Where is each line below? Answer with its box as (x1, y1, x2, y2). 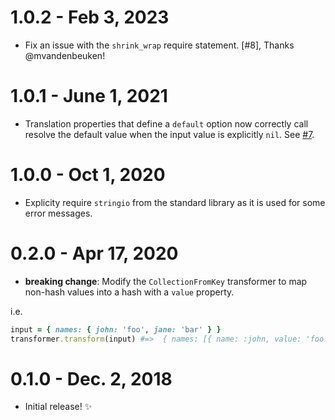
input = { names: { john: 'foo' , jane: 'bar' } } (10, 324, 222, 335)
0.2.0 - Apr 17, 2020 (10, 242, 179, 265)
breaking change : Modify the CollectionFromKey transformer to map (24, 275, 308, 287)
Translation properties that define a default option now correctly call (24, 117, 309, 130)
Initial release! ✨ (24, 401, 93, 413)
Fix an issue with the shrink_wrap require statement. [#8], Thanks (24, 39, 295, 51)
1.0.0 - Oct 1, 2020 (10, 164, 166, 186)
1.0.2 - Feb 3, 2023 (10, 6, 170, 29)
